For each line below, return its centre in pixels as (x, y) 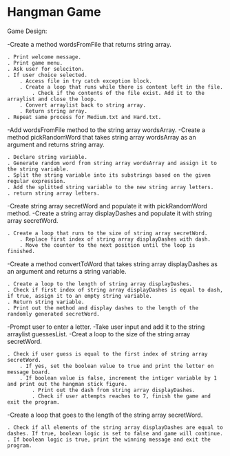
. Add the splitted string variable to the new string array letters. (111, 187)
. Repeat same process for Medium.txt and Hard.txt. (84, 117)
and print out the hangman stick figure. (67, 384)
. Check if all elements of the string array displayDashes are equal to (115, 427)
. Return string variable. (46, 302)
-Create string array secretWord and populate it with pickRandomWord (107, 206)
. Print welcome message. (44, 57)
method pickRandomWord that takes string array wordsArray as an (102, 137)
